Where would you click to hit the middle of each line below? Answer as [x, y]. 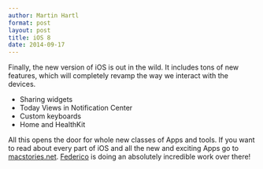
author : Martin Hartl [44, 15]
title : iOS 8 [30, 38]
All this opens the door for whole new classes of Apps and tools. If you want [131, 140]
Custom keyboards [50, 116]
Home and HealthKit [52, 125]
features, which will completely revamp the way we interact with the [119, 76]
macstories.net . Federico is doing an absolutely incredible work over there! [130, 157]
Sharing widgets [46, 100]
